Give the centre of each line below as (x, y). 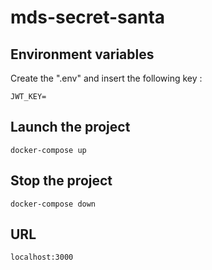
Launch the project (70, 127)
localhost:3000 (42, 257)
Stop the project (61, 181)
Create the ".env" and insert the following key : (106, 78)
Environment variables (82, 54)
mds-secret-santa (88, 17)
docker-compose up (48, 150)
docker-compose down (53, 204)
